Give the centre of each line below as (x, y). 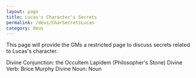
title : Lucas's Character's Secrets (52, 17)
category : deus (25, 28)
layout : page (22, 12)
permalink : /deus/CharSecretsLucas (50, 22)
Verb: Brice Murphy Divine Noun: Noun (54, 69)
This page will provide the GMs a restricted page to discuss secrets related (98, 45)
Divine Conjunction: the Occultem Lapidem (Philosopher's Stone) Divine (94, 63)
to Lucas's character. (32, 51)
